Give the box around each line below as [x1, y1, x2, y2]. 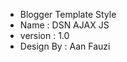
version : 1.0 [19, 30, 70, 41]
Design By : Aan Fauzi [19, 40, 111, 52]
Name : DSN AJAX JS [19, 19, 110, 31]
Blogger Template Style [19, 9, 117, 20]
